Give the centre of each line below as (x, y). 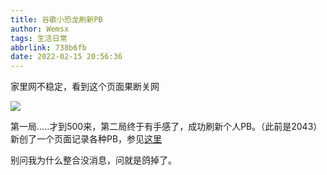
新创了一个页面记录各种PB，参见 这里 (86, 139)
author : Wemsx (40, 29)
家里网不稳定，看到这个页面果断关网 (85, 87)
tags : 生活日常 (39, 38)
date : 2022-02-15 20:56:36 (66, 57)
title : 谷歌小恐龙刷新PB (56, 19)
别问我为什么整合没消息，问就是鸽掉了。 (93, 160)
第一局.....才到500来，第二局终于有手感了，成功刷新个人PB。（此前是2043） (166, 127)
